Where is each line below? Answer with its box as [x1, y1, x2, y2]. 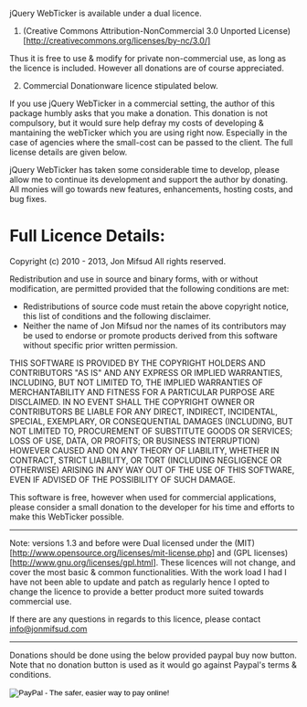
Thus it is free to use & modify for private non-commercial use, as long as [9, 53, 286, 63]
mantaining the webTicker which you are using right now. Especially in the [9, 127, 288, 138]
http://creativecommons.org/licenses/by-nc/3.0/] [26, 36, 211, 46]
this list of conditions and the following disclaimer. [22, 310, 212, 321]
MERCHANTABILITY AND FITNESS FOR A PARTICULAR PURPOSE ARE [9, 386, 276, 397]
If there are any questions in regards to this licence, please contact [9, 613, 261, 625]
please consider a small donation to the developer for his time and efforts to [9, 501, 295, 512]
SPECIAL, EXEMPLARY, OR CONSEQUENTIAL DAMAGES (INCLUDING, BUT [9, 415, 294, 426]
